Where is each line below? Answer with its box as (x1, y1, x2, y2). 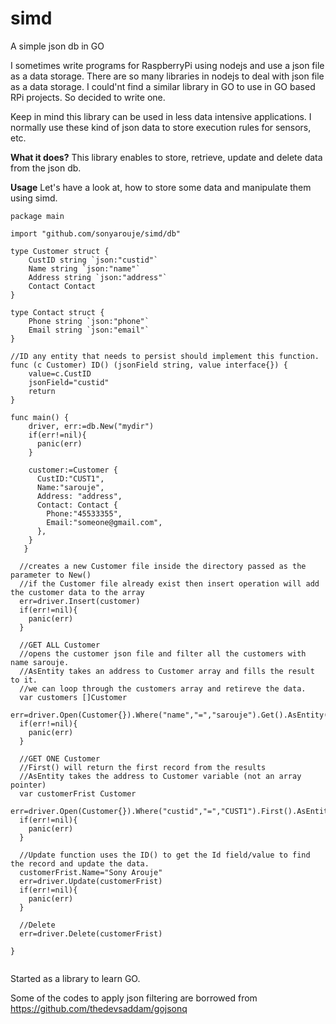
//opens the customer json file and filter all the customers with (19, 648, 307, 659)
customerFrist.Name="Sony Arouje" (19, 867, 163, 877)
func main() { (10, 412, 70, 422)
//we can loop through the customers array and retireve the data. (19, 683, 307, 694)
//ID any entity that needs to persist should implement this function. (10, 351, 320, 361)
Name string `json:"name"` (28, 263, 141, 274)
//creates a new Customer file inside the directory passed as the (19, 561, 307, 571)
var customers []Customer (19, 692, 128, 702)
